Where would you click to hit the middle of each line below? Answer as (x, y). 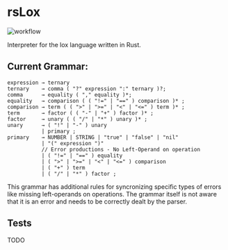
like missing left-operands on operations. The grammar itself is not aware (112, 194)
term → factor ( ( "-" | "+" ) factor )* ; (81, 113)
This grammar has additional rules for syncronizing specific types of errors (114, 186)
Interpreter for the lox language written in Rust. (74, 44)
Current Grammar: (48, 67)
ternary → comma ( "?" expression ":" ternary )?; (87, 89)
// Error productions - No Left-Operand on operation (121, 149)
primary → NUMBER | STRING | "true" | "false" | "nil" (93, 137)
